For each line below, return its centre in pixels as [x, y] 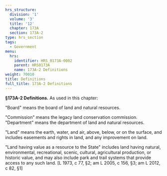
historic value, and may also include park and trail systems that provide [78, 158]
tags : [11, 42]
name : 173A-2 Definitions [41, 70]
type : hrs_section [24, 38]
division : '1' [24, 14]
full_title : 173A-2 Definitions [39, 84]
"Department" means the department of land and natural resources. [75, 122]
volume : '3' [22, 19]
